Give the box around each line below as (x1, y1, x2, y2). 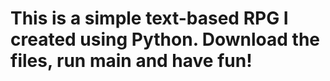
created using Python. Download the (10, 28, 321, 51)
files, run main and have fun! (10, 50, 253, 72)
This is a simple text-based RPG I (10, 7, 289, 30)
